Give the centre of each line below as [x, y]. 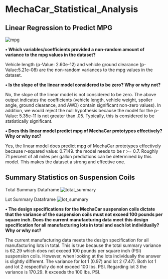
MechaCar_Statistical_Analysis [72, 9]
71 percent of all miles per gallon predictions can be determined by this [78, 157]
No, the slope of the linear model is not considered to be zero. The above [81, 94]
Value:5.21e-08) [22, 70]
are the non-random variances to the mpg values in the [96, 70]
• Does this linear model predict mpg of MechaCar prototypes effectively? [84, 131]
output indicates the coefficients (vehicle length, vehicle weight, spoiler [79, 100]
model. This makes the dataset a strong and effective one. [65, 162]
